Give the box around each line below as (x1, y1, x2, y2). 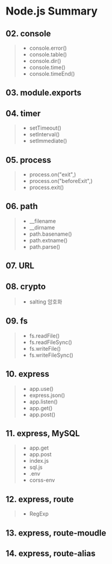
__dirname (29, 224, 55, 231)
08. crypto (5, 281, 46, 291)
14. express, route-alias (5, 548, 96, 559)
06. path (5, 201, 38, 211)
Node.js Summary (5, 4, 98, 18)
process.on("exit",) (29, 171, 76, 178)
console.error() (29, 44, 67, 51)
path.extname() (29, 236, 68, 244)
